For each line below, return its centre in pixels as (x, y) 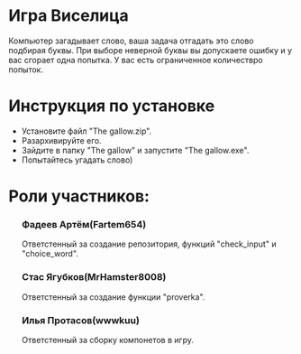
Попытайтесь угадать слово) (77, 160)
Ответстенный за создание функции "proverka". (113, 297)
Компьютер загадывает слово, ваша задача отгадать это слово (131, 41)
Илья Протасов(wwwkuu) (81, 320)
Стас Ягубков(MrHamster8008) (94, 277)
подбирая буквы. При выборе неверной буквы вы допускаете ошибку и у (150, 50)
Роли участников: (79, 196)
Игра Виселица (69, 16)
